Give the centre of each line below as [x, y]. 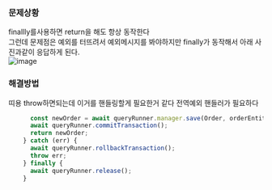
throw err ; [48, 155]
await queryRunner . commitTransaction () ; [99, 126]
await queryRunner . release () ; [81, 171]
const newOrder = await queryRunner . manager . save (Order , [128, 118]
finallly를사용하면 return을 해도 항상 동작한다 [79, 32]
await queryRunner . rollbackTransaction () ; [102, 148]
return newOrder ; [59, 133]
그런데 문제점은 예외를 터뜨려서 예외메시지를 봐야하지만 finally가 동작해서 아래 [131, 42]
